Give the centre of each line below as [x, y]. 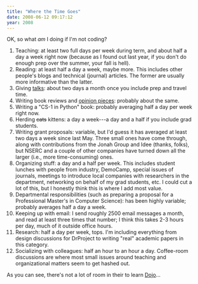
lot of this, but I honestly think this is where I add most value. [89, 189]
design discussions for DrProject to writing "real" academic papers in [99, 239]
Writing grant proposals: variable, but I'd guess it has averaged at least [101, 132]
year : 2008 [20, 22]
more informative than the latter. [54, 82]
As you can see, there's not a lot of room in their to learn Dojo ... [84, 275]
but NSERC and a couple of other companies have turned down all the [100, 151]
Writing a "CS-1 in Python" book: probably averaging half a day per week [104, 107]
